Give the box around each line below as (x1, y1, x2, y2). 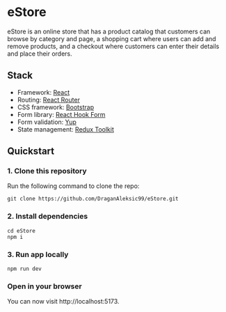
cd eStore (7, 227, 36, 234)
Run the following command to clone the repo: (7, 182, 140, 190)
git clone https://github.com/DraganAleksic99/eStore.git (7, 196, 179, 203)
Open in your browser (7, 281, 82, 291)
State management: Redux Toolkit (17, 125, 115, 133)
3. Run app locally (7, 249, 69, 259)
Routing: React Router (17, 95, 80, 104)
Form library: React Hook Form (17, 110, 106, 118)
